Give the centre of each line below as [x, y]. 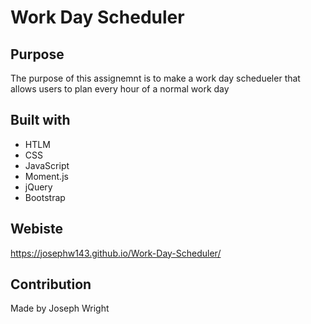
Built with [40, 120]
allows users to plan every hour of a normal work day [120, 89]
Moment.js [46, 176]
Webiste [36, 229]
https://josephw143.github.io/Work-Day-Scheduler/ [116, 253]
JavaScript [47, 165]
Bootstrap [45, 197]
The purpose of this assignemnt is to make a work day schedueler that [155, 78]
